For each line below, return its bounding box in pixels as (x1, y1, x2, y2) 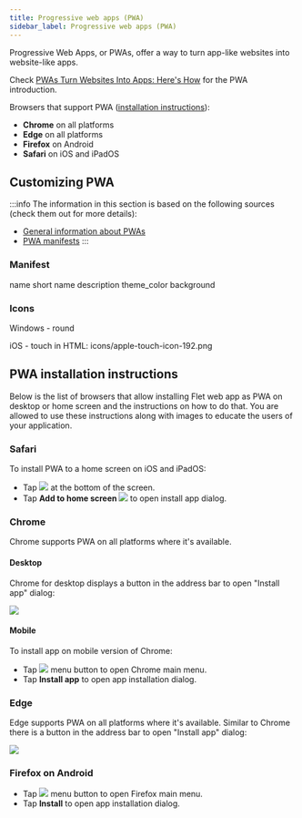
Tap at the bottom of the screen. (22, 482, 156, 493)
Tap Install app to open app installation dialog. (22, 673, 197, 684)
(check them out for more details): (9, 209, 138, 220)
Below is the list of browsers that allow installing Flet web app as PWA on (9, 391, 283, 402)
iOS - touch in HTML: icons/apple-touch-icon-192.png (9, 340, 213, 351)
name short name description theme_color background (9, 279, 216, 290)
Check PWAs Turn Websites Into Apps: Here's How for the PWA (9, 74, 248, 85)
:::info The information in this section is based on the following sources (9, 199, 275, 210)
